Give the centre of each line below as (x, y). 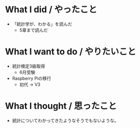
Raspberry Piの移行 (31, 78)
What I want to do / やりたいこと (71, 52)
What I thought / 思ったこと (61, 106)
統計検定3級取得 (29, 66)
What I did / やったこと (51, 10)
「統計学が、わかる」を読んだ (42, 24)
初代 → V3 (30, 84)
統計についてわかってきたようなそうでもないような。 (65, 120)
